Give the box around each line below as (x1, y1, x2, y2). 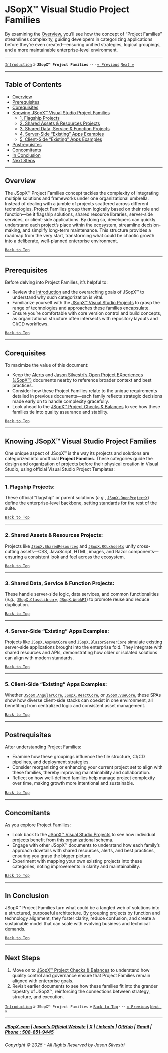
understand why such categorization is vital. (12, 294, 104, 300)
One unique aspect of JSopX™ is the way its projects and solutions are (5, 450, 150, 456)
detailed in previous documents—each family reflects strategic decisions (12, 393, 163, 399)
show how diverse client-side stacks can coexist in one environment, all (5, 697, 153, 703)
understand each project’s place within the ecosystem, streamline (5, 222, 141, 228)
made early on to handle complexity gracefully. (12, 398, 109, 404)
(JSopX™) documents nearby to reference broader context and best (12, 377, 152, 383)
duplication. (5, 601, 29, 607)
